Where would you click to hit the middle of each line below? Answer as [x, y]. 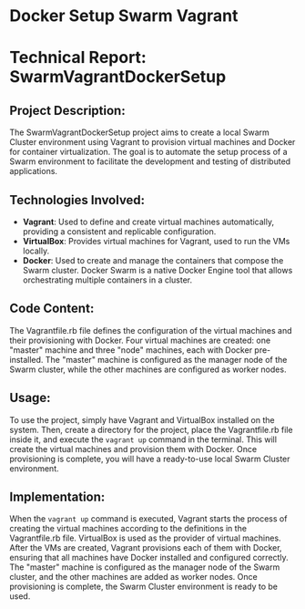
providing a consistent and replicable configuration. [119, 232]
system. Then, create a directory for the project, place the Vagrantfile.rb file [151, 429]
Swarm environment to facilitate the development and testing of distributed [150, 161]
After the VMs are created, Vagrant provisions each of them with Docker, [146, 548]
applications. [33, 171]
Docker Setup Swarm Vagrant [124, 16]
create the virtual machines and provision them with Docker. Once [133, 449]
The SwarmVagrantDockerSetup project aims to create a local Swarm [140, 132]
